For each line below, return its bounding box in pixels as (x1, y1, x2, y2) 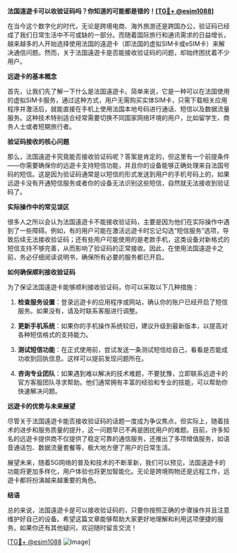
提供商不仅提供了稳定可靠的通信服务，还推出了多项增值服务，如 (37, 435, 224, 443)
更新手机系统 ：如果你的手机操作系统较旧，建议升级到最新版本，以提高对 (17, 322, 228, 330)
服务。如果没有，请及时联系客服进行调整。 (17, 307, 142, 315)
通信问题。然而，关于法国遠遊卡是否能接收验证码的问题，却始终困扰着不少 (13, 49, 230, 56)
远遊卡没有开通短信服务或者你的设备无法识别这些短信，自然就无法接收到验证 (7, 179, 230, 187)
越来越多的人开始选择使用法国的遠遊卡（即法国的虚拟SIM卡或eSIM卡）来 (7, 39, 219, 48)
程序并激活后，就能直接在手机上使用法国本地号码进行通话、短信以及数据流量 (7, 105, 230, 113)
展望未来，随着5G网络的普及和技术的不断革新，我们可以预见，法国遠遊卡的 (7, 458, 226, 466)
